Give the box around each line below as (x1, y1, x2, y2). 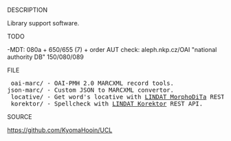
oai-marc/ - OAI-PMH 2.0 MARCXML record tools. (10, 79, 174, 87)
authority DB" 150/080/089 (7, 53, 84, 61)
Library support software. (7, 19, 80, 27)
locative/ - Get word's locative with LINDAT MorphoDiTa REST (10, 93, 225, 101)
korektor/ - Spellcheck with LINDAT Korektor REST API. (10, 100, 203, 107)
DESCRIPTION (7, 6, 48, 14)
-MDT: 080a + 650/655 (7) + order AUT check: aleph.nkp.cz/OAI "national (7, 46, 217, 53)
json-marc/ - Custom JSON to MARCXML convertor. (7, 86, 174, 94)
